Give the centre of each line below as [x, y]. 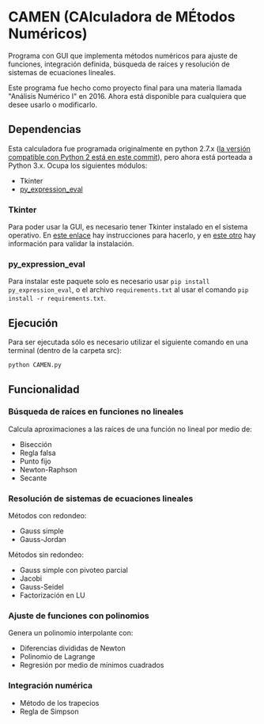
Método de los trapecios [59, 703]
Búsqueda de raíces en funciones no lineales [96, 411]
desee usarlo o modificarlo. [53, 104]
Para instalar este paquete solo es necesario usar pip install [109, 282]
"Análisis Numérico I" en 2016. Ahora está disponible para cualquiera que [127, 96]
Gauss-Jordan [43, 540]
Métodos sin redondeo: [46, 555]
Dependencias [45, 129]
